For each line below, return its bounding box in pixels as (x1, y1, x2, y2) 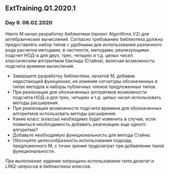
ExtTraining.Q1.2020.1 (5, 4, 76, 13)
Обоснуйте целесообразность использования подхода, (12, 137, 133, 143)
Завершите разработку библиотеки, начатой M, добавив (12, 73, 135, 79)
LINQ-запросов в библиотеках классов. (5, 163, 92, 169)
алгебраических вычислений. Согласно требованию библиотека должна (5, 36, 163, 42)
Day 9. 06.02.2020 (5, 19, 53, 26)
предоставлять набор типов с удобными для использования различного (5, 41, 162, 48)
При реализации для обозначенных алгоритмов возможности (12, 89, 147, 95)
